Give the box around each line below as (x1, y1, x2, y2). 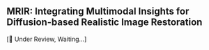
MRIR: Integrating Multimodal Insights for (6, 6, 189, 17)
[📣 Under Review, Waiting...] (6, 35, 87, 43)
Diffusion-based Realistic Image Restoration (6, 17, 203, 28)
